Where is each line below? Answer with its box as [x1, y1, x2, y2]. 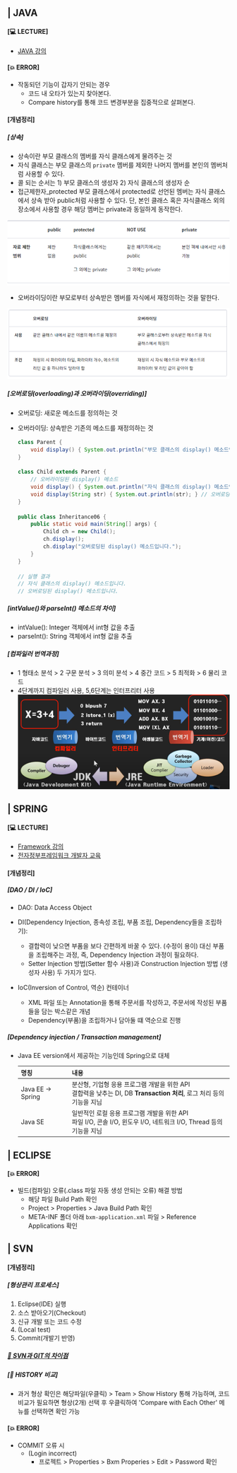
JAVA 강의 [17, 47, 47, 55]
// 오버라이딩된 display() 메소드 [30, 476, 119, 483]
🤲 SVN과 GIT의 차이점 [7, 1351, 68, 1360]
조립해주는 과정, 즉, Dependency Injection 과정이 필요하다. [35, 950, 199, 959]
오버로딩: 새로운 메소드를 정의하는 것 [17, 408, 118, 417]
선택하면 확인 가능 [30, 1407, 80, 1416]
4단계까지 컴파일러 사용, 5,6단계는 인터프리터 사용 [17, 687, 155, 695]
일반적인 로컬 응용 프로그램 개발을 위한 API [71, 1109, 189, 1117]
